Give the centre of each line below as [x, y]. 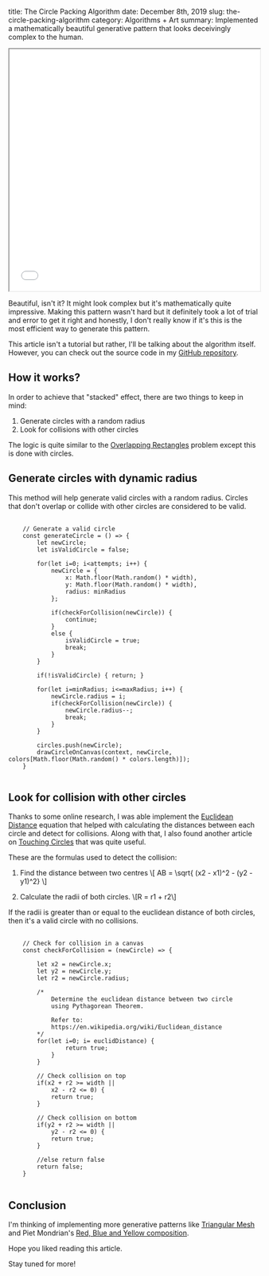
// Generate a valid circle [69, 529]
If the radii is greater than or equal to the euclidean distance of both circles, [132, 912]
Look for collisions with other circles [79, 429]
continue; [81, 619]
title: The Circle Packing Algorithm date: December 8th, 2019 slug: [117, 12]
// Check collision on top [82, 1077]
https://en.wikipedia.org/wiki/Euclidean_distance [136, 1027]
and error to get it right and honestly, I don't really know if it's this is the [125, 320]
